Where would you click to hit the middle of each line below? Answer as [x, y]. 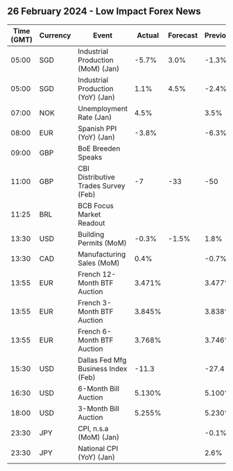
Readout [91, 223]
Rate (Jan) [95, 117]
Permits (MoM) [102, 243]
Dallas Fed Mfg [102, 360]
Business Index [102, 368]
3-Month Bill [98, 409]
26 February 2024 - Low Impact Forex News [104, 11]
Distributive [96, 177]
